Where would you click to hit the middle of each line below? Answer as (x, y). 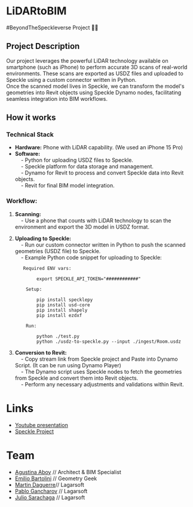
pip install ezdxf (59, 315)
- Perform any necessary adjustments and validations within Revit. (102, 384)
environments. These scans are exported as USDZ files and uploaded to (95, 73)
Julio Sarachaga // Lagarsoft (50, 497)
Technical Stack (30, 134)
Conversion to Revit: (41, 352)
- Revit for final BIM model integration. (68, 186)
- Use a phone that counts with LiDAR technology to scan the (96, 220)
